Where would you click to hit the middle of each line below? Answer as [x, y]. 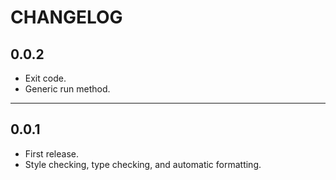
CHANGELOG [66, 17]
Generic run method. [67, 89]
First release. [51, 153]
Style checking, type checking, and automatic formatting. [143, 164]
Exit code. [45, 78]
